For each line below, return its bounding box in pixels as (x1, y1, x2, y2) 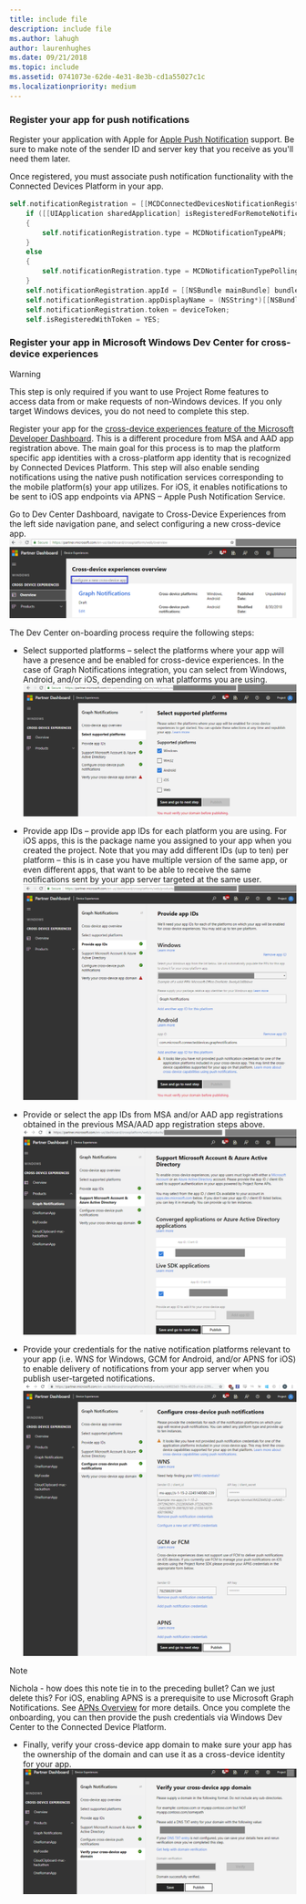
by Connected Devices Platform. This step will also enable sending (9, 461, 260, 473)
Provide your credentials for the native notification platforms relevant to (22, 1343, 291, 1354)
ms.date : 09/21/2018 (9, 53, 88, 63)
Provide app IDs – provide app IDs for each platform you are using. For (22, 826, 287, 837)
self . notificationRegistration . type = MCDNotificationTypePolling (42, 267, 300, 276)
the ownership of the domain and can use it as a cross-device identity (22, 1748, 285, 1759)
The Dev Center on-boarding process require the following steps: (9, 627, 255, 638)
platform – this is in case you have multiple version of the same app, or (22, 855, 289, 866)
